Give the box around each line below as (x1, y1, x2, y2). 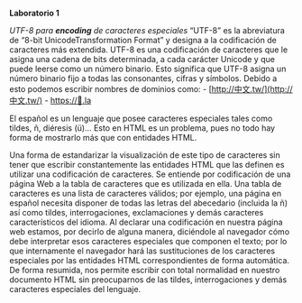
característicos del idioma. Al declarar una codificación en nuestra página (9, 216, 283, 227)
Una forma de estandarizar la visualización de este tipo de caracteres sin (9, 150, 281, 161)
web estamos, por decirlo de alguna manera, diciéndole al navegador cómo (9, 226, 290, 237)
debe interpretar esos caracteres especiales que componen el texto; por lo (9, 236, 288, 246)
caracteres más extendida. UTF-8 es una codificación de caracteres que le (9, 44, 288, 55)
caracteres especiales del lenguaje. (9, 284, 142, 294)
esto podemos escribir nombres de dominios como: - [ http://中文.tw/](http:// (9, 84, 293, 94)
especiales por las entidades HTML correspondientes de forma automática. (9, 255, 290, 265)
